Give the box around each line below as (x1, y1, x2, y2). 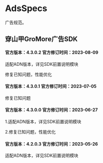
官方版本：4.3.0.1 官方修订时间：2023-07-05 (5, 83, 97, 89)
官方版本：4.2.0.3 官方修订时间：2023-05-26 (5, 141, 98, 147)
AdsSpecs (5, 3, 48, 14)
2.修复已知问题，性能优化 (5, 129, 56, 134)
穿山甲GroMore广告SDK (5, 35, 78, 44)
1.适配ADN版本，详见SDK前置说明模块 (5, 119, 82, 124)
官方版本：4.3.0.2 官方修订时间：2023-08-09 (5, 49, 99, 55)
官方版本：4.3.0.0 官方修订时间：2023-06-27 (5, 107, 98, 113)
